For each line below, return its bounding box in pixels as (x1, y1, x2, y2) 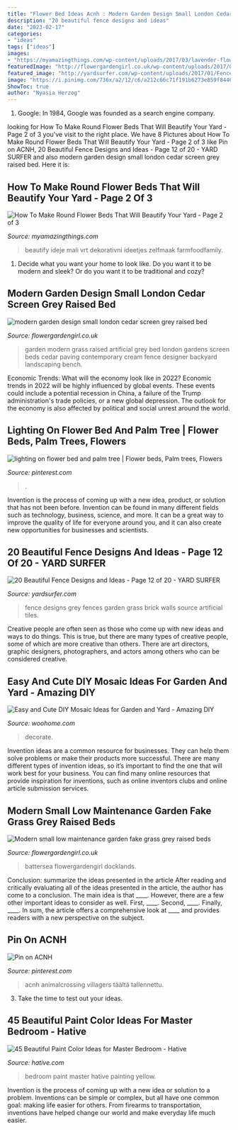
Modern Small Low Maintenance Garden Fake (7, 805, 212, 817)
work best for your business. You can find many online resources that (7, 769, 210, 778)
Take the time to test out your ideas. (17, 994, 123, 1002)
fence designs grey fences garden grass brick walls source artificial (24, 603, 223, 612)
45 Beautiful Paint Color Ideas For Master (7, 1014, 193, 1026)
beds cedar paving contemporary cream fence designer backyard (24, 352, 217, 361)
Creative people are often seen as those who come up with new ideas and (7, 625, 225, 633)
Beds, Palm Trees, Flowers (7, 435, 127, 447)
